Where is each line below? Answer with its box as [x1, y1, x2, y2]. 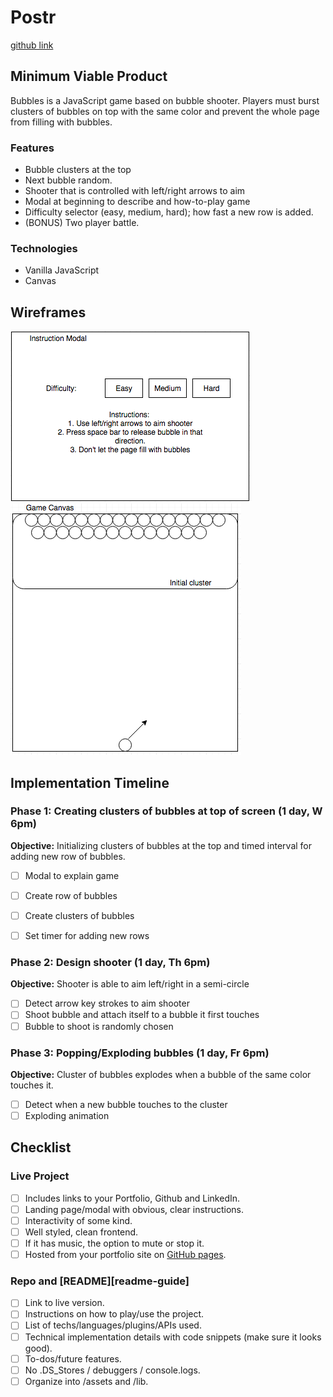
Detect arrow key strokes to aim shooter [24, 997, 190, 1010]
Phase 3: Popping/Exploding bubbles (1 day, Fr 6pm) [10, 1046, 270, 1060]
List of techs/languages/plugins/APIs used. [24, 1319, 202, 1331]
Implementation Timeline [10, 774, 170, 791]
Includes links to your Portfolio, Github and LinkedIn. [24, 1192, 241, 1204]
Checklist [10, 1139, 72, 1156]
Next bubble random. [24, 174, 113, 186]
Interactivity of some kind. [24, 1214, 133, 1226]
